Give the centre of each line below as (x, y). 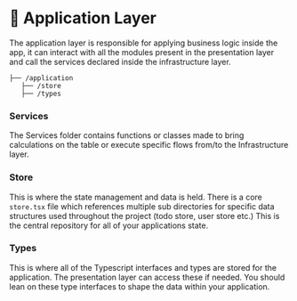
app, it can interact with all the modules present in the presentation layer (141, 52)
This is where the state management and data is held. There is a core (136, 197)
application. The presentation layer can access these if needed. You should (147, 277)
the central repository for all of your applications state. (109, 225)
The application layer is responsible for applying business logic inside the (144, 43)
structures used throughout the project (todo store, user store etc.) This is (144, 216)
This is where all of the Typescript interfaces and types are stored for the (143, 267)
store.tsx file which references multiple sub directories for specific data (142, 206)
